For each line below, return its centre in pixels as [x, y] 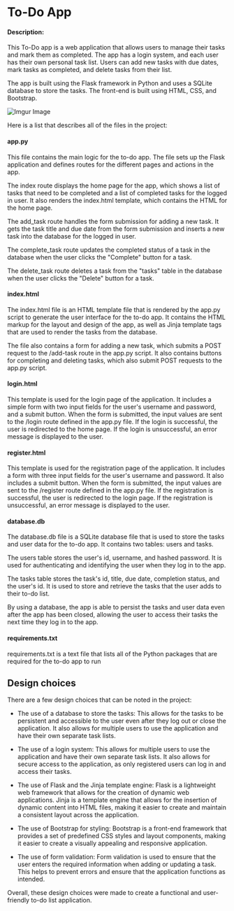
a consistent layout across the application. [78, 815]
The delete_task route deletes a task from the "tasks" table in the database [115, 271]
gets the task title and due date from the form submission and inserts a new [116, 229]
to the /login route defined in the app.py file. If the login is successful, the [113, 422]
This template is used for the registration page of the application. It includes [116, 468]
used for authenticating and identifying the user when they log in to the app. [117, 565]
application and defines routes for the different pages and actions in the [111, 164]
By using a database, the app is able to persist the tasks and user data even [116, 607]
